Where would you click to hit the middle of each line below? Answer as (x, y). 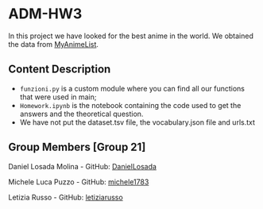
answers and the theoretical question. (81, 114)
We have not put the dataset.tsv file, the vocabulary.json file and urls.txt (137, 122)
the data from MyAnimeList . (54, 44)
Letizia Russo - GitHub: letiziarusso (66, 197)
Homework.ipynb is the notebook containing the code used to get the (130, 105)
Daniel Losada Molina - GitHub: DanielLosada (83, 166)
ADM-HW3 (45, 14)
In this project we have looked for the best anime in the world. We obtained (131, 36)
